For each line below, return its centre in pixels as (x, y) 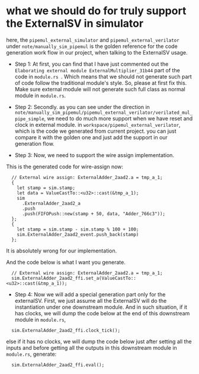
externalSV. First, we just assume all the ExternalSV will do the (91, 301)
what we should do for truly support (96, 11)
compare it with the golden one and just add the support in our (91, 137)
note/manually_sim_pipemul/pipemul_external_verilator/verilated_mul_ (104, 113)
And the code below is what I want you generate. (66, 262)
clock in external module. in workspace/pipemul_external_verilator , (97, 124)
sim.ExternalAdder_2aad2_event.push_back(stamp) (78, 234)
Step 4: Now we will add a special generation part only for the (90, 294)
